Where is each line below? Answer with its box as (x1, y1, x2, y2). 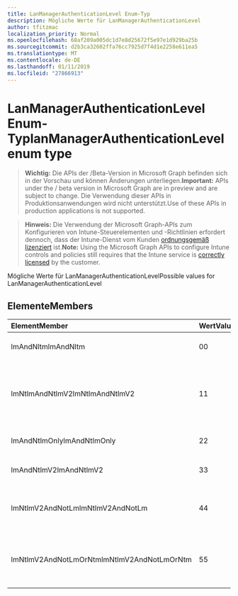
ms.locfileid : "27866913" (7, 70, 84, 77)
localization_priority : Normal (7, 30, 100, 38)
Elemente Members (7, 299, 93, 312)
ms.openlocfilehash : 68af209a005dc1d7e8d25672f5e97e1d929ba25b (7, 37, 198, 44)
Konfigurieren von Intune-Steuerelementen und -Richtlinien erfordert (24, 228, 225, 236)
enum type (7, 145, 72, 162)
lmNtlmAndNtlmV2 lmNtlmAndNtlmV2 (11, 389, 135, 399)
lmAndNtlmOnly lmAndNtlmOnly (11, 436, 116, 446)
